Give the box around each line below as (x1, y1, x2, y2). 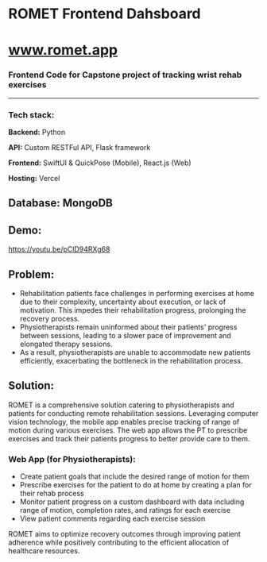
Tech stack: (8, 109, 55, 120)
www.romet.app (8, 41, 118, 60)
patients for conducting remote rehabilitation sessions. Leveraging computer (8, 408, 259, 418)
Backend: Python (8, 127, 66, 137)
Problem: (8, 268, 55, 281)
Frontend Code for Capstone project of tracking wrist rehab (8, 69, 242, 80)
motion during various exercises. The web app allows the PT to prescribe (8, 425, 248, 435)
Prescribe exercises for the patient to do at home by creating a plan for (19, 480, 252, 490)
